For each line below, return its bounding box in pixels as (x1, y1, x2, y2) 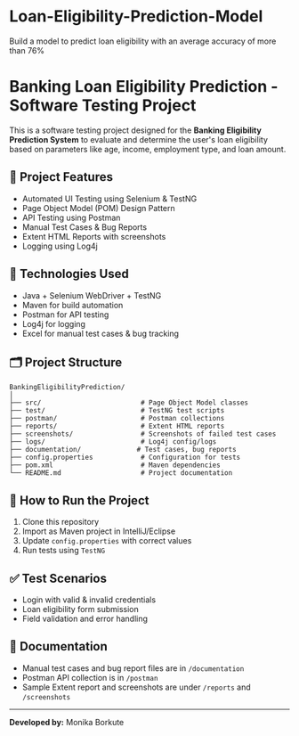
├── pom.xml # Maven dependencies (9, 461, 221, 470)
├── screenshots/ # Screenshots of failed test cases (9, 429, 277, 438)
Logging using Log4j (21, 241, 98, 251)
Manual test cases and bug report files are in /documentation (21, 662, 245, 674)
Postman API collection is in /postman (21, 672, 158, 683)
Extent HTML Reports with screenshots (21, 231, 166, 241)
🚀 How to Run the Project (9, 493, 149, 508)
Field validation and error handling (21, 613, 149, 624)
